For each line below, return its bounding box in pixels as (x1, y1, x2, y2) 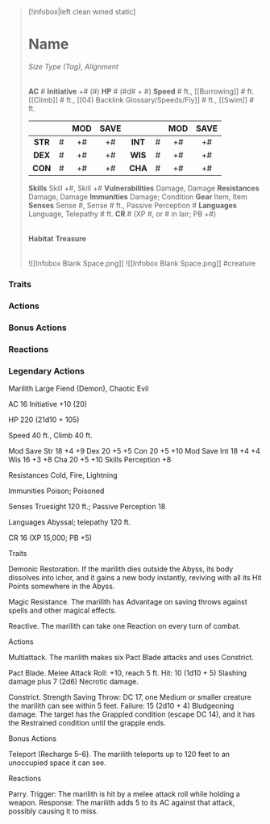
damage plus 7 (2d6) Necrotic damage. (8, 676, 139, 686)
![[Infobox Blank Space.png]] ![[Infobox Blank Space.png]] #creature (27, 258, 256, 268)
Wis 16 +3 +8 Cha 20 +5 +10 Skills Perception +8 (8, 454, 172, 464)
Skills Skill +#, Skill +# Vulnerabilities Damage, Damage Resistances (27, 183, 260, 193)
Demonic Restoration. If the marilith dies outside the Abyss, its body (8, 564, 234, 574)
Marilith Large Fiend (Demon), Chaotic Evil (8, 383, 149, 393)
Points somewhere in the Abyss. (8, 581, 115, 591)
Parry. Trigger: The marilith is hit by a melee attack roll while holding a (8, 788, 240, 798)
